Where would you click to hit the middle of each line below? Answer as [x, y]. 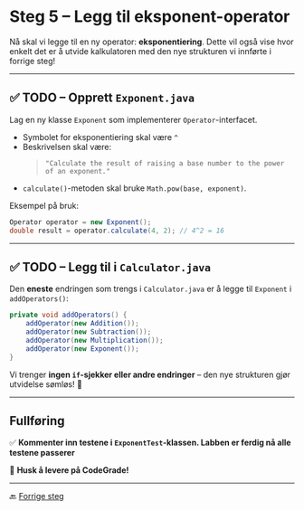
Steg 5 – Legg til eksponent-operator [150, 17]
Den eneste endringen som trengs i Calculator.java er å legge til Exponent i [151, 289]
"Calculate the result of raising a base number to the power [165, 163]
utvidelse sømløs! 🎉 [46, 384]
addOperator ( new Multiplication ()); [95, 340]
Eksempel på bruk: [44, 205]
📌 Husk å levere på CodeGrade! [69, 470]
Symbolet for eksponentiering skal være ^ [100, 137]
